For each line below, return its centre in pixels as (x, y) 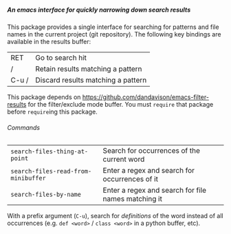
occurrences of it (130, 179)
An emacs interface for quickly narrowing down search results (99, 10)
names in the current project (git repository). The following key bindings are (114, 34)
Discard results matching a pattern (91, 80)
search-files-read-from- (51, 171)
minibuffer (28, 178)
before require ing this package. (52, 111)
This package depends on (44, 97)
